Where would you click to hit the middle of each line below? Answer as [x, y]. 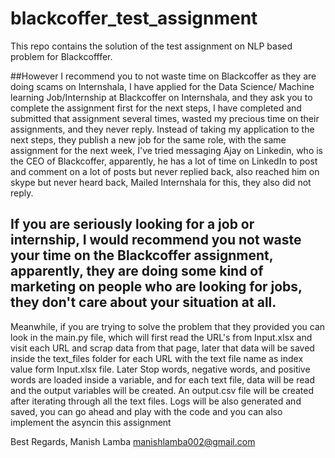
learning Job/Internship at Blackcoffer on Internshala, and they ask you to [161, 97]
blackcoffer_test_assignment [134, 18]
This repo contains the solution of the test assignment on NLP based [151, 46]
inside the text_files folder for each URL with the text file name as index [157, 358]
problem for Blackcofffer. [61, 56]
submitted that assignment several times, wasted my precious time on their [165, 118]
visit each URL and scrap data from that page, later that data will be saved [162, 348]
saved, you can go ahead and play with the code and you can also [146, 411]
